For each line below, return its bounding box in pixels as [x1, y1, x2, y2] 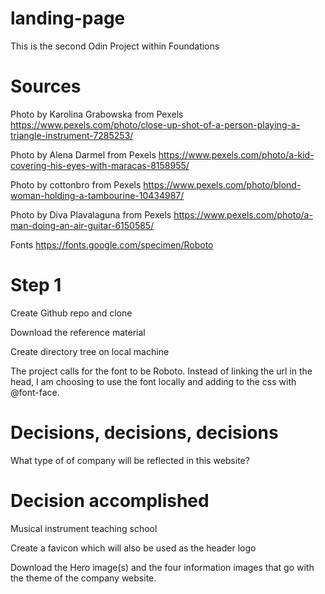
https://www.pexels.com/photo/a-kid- [158, 148, 315, 161]
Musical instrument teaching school [10, 522, 158, 534]
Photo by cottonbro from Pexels [10, 178, 142, 191]
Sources [10, 75, 82, 98]
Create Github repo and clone [10, 307, 133, 319]
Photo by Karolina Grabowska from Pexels [10, 108, 184, 120]
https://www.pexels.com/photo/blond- [143, 178, 302, 191]
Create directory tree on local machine [10, 345, 170, 357]
